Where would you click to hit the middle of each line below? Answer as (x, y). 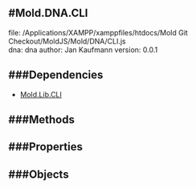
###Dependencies (56, 75)
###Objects (39, 174)
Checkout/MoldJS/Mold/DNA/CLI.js (67, 41)
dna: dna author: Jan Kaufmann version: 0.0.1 (83, 49)
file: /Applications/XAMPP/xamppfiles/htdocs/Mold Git (98, 32)
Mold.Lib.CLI (41, 94)
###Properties (45, 147)
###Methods (41, 120)
